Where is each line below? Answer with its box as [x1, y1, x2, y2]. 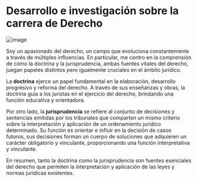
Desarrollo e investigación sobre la [6, 4, 179, 18]
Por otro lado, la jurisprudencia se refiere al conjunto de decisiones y [6, 108, 175, 115]
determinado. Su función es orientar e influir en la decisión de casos [6, 127, 172, 134]
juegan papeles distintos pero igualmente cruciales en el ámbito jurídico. [6, 66, 182, 73]
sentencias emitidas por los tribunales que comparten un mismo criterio [6, 114, 181, 121]
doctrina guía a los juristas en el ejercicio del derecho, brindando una [6, 90, 174, 97]
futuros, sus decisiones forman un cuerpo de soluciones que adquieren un [6, 133, 187, 140]
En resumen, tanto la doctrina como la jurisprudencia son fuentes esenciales [6, 157, 192, 164]
